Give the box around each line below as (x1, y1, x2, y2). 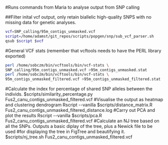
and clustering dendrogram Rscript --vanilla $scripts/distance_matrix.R (5, 102, 152, 108)
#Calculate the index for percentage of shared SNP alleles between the (5, 86, 152, 92)
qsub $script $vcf (5, 38, 44, 43)
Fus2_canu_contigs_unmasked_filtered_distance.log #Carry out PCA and (5, 107, 155, 113)
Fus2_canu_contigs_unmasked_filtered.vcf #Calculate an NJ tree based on (5, 118, 159, 124)
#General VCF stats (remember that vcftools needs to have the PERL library (5, 47, 161, 53)
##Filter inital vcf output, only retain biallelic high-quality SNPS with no (5, 14, 152, 20)
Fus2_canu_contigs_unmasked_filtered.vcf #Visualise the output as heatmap (5, 97, 163, 103)
